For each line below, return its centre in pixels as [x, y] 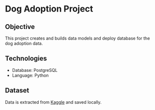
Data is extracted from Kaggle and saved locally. [53, 102]
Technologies [26, 59]
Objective [20, 27]
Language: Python [30, 75]
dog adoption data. [24, 43]
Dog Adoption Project [49, 9]
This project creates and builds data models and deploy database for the [77, 38]
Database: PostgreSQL [35, 70]
